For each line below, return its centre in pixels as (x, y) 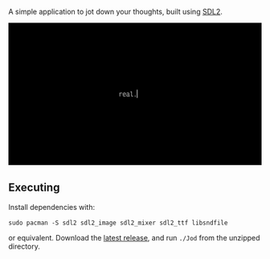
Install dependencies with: (52, 207)
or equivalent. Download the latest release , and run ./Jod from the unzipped (134, 237)
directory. (24, 246)
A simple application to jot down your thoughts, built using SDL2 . (115, 12)
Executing (34, 188)
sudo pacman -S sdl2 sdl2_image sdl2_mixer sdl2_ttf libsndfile (118, 223)
